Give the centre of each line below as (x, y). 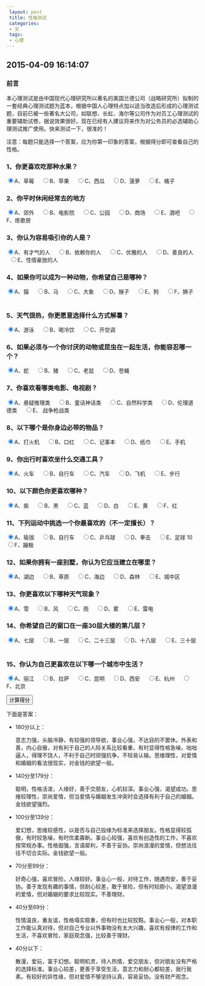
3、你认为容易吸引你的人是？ (49, 237)
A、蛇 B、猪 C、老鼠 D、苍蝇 (72, 371)
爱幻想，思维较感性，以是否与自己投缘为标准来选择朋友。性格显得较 (101, 830)
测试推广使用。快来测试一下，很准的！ (59, 128)
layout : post (26, 12)
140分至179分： (35, 776)
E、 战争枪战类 (51, 410)
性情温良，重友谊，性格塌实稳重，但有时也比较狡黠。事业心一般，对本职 (106, 920)
